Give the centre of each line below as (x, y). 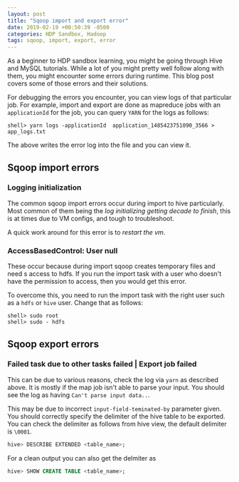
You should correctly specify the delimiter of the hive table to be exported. (116, 416)
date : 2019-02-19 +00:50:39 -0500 (59, 27)
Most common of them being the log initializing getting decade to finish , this (119, 210)
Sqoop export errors (53, 344)
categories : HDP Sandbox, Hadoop (57, 34)
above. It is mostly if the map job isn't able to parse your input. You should (116, 387)
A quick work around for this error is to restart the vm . (86, 232)
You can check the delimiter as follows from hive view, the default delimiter (117, 424)
